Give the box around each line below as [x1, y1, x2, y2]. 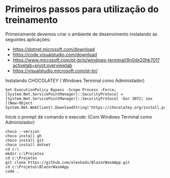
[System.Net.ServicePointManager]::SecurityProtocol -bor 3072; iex [5, 96, 153, 101]
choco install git [5, 138, 44, 143]
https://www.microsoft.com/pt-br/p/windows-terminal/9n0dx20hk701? [12, 57, 160, 63]
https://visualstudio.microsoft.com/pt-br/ [12, 67, 98, 74]
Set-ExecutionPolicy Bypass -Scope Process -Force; [5, 87, 116, 92]
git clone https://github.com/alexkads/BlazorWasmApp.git [5, 160, 130, 165]
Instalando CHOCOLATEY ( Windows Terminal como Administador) [5, 77, 145, 83]
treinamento [5, 14, 58, 26]
